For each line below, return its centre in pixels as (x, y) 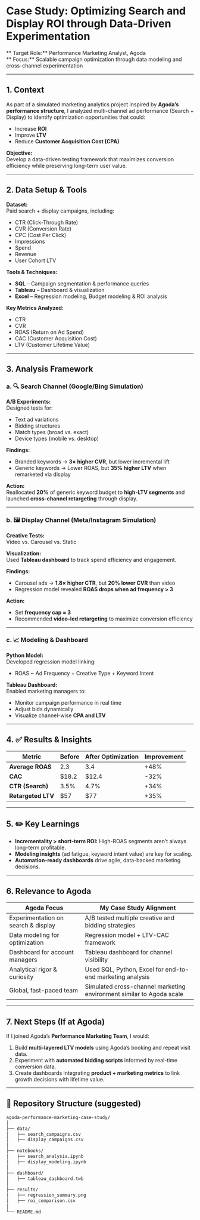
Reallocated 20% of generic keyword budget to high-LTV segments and (96, 492)
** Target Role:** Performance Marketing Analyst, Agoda (76, 53)
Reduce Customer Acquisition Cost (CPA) (67, 141)
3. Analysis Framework (50, 369)
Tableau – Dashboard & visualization (60, 290)
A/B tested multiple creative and (129, 918)
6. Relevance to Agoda (49, 891)
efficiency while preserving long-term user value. (67, 165)
